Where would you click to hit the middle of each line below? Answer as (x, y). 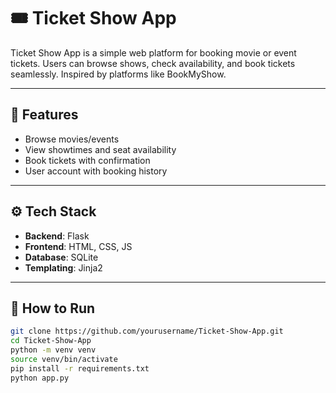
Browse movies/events (72, 139)
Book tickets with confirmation (87, 160)
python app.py (40, 378)
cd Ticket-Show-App (51, 341)
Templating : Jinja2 (63, 267)
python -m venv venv (53, 350)
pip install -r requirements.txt (80, 368)
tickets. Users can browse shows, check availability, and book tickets (153, 63)
